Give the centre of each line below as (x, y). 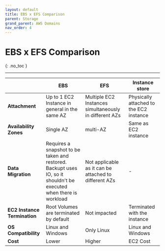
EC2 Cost (139, 241)
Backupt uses (62, 168)
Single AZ (57, 130)
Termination (22, 216)
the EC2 (138, 110)
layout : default (22, 10)
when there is (62, 193)
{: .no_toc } (16, 66)
